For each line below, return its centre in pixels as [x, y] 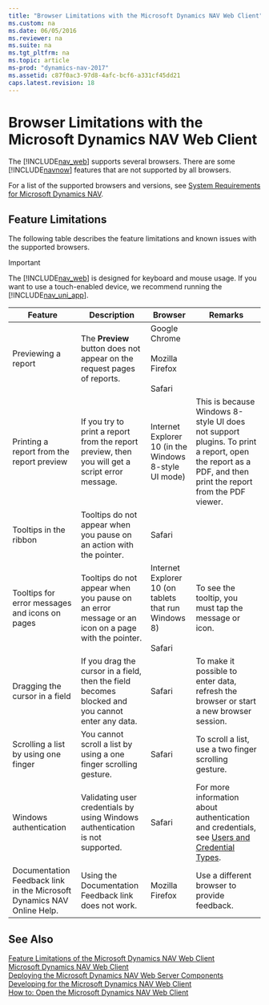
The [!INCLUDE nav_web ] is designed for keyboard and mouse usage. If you [133, 278]
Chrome [166, 339]
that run [165, 608]
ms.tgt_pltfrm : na [39, 53]
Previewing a [37, 353]
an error [96, 608]
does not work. [109, 906]
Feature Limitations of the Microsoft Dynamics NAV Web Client [111, 959]
